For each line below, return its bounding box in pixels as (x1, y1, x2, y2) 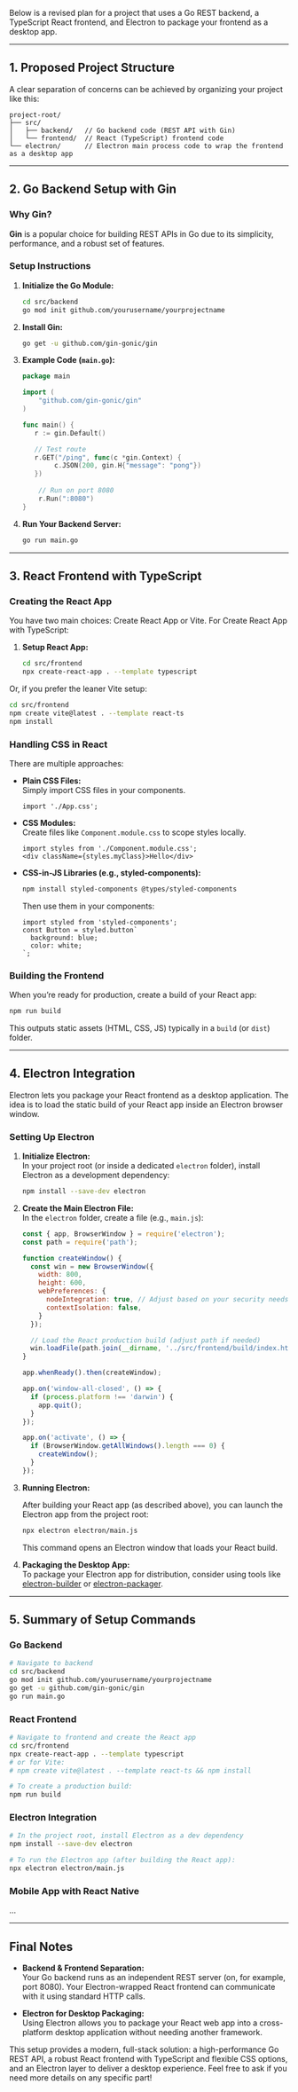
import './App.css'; (21, 802, 98, 811)
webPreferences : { (38, 1286, 106, 1296)
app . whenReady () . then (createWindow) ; (21, 1368, 162, 1378)
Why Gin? (9, 208, 52, 221)
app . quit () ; (38, 1401, 82, 1410)
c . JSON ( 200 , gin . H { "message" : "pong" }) (54, 461, 202, 470)
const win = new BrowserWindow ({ (30, 1262, 154, 1271)
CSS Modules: (21, 817, 76, 828)
